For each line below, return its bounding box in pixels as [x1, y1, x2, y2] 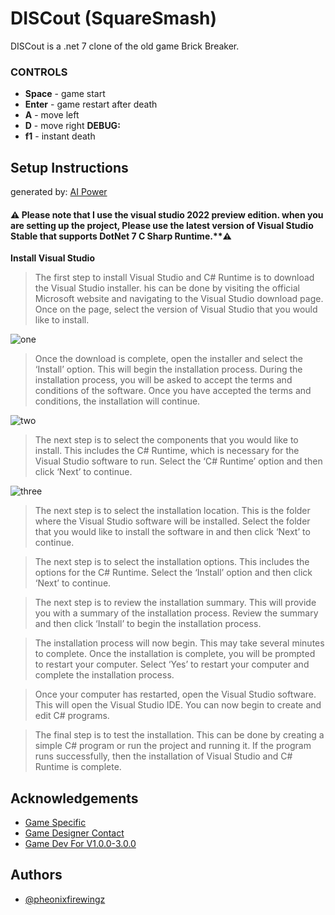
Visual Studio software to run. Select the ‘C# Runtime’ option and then [34, 455, 323, 467]
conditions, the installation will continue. [34, 395, 201, 407]
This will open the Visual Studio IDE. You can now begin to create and [34, 699, 322, 711]
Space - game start [24, 88, 106, 100]
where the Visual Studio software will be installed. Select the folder [34, 515, 311, 527]
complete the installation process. [34, 669, 175, 681]
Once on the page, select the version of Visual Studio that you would [34, 303, 318, 316]
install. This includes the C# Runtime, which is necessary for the [34, 445, 300, 457]
